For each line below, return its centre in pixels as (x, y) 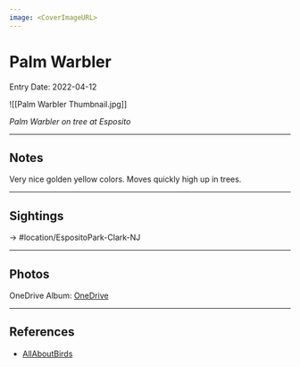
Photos (29, 274)
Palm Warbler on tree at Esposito (70, 121)
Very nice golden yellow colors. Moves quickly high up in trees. (125, 179)
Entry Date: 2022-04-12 (53, 87)
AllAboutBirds (47, 354)
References (42, 332)
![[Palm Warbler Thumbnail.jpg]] (68, 104)
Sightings (37, 216)
